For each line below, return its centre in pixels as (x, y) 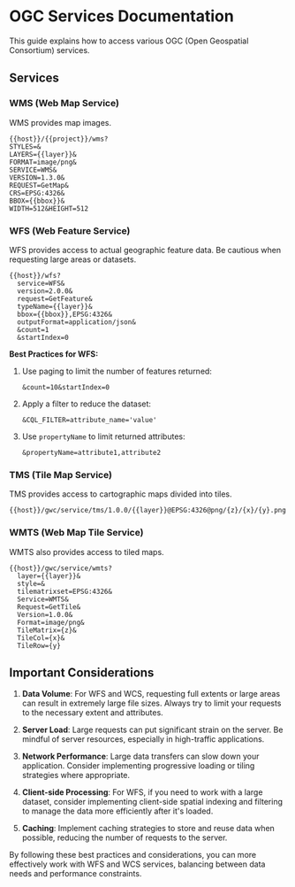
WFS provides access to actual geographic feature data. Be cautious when (145, 250)
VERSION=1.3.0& (37, 177)
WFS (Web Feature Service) (70, 230)
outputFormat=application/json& (77, 322)
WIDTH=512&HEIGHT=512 (49, 208)
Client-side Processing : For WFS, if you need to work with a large (142, 792)
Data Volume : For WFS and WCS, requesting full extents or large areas (151, 694)
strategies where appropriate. (76, 775)
